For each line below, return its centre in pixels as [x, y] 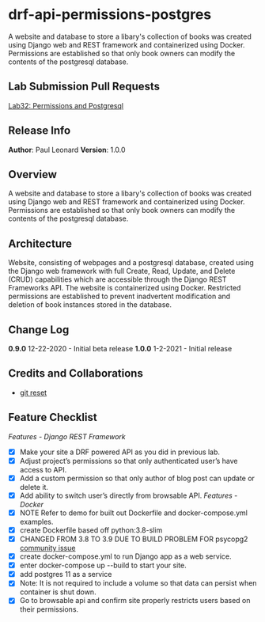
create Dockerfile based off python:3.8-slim [91, 530]
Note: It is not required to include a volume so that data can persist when [138, 583]
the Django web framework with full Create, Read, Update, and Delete [122, 271]
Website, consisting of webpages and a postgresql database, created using [131, 263]
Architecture [40, 243]
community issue [47, 548]
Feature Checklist [53, 417]
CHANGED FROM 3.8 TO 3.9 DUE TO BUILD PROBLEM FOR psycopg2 [134, 539]
